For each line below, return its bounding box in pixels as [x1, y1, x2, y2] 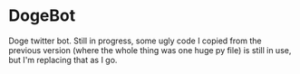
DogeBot [8, 5, 76, 26]
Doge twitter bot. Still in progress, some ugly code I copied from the [8, 35, 262, 46]
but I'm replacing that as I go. [8, 54, 118, 65]
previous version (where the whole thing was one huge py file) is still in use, [8, 44, 292, 55]
